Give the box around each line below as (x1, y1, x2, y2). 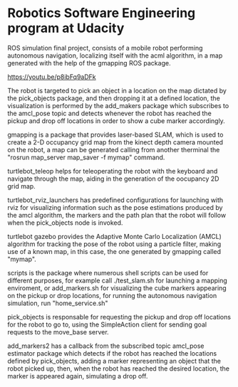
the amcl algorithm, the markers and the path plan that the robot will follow (7, 211, 227, 219)
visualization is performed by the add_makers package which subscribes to (7, 101, 229, 110)
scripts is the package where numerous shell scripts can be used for (7, 268, 209, 277)
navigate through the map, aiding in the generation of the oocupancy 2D (7, 174, 219, 183)
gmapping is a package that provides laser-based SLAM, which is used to (7, 130, 224, 139)
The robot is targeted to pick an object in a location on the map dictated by (7, 86, 227, 95)
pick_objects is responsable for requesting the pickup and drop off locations (7, 312, 232, 321)
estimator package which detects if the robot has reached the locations (7, 349, 217, 357)
